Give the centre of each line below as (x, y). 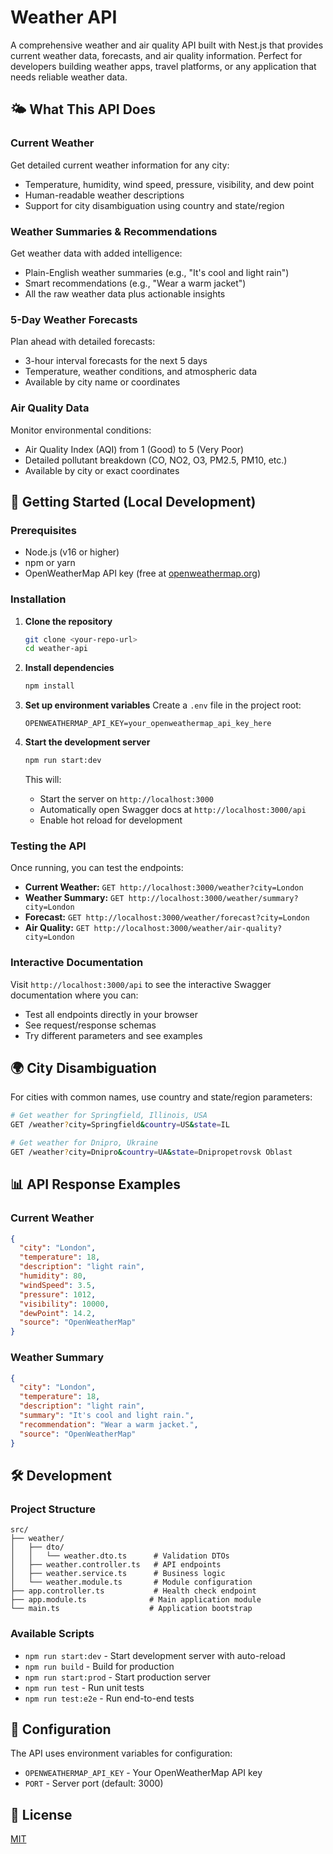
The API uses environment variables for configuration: (121, 1753)
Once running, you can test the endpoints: (97, 868)
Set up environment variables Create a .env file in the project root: (163, 705)
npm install (49, 686)
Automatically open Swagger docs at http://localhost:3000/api (173, 809)
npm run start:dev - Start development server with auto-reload (155, 1655)
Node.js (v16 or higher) (72, 552)
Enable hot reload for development (111, 820)
